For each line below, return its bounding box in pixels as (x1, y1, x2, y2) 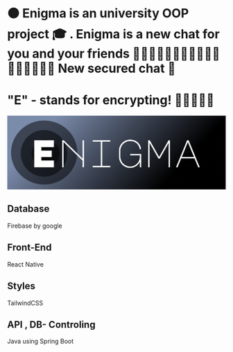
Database (7, 203, 50, 215)
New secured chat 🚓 (58, 60, 176, 76)
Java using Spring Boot (7, 337, 74, 346)
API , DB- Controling (7, 319, 96, 330)
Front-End (7, 242, 52, 253)
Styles (7, 280, 36, 292)
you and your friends (7, 46, 130, 62)
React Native (7, 260, 44, 268)
